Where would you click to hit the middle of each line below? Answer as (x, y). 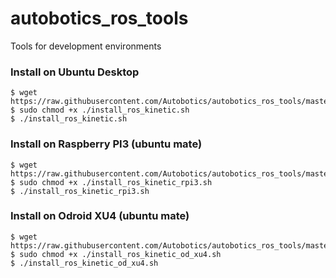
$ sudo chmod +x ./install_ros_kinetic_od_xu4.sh (116, 254)
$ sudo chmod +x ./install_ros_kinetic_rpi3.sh (111, 182)
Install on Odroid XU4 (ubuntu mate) (100, 216)
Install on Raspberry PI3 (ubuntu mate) (106, 144)
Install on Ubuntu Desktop (75, 72)
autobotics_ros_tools (99, 18)
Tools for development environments (86, 46)
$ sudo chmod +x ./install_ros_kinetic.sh (100, 110)
